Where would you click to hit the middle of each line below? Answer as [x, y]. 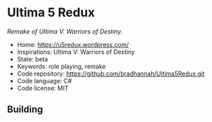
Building [25, 109]
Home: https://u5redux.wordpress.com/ [73, 44]
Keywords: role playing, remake [61, 66]
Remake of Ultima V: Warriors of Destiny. [65, 31]
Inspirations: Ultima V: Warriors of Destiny [76, 52]
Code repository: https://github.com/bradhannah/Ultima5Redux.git [111, 74]
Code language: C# [44, 80]
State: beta [32, 59]
